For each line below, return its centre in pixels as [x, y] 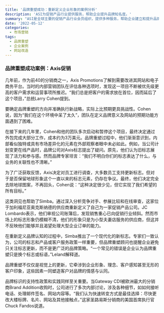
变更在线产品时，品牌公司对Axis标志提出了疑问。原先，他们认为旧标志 [80, 150]
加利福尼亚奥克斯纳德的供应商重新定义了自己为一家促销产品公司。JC [78, 207]
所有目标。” [16, 191]
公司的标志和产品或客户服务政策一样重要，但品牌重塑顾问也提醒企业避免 [86, 242]
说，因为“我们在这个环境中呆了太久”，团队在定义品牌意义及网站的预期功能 [80, 115]
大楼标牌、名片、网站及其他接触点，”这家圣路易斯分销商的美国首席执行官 [82, 299]
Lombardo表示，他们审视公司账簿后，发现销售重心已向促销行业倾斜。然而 [80, 213]
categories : [17, 28]
